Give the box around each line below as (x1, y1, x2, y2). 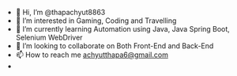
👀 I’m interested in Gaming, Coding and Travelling (15, 16, 177, 25)
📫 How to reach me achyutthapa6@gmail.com (15, 50, 168, 59)
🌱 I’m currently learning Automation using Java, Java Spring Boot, (15, 25, 231, 33)
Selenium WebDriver (15, 32, 83, 42)
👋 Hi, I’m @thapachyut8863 (15, 8, 106, 17)
